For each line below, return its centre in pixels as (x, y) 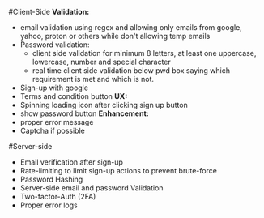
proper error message (57, 122)
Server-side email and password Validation (92, 188)
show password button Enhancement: (84, 113)
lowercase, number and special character (102, 62)
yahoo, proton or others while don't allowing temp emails (115, 36)
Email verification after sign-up (72, 162)
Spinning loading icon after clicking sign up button (104, 105)
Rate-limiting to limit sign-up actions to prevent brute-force (118, 171)
